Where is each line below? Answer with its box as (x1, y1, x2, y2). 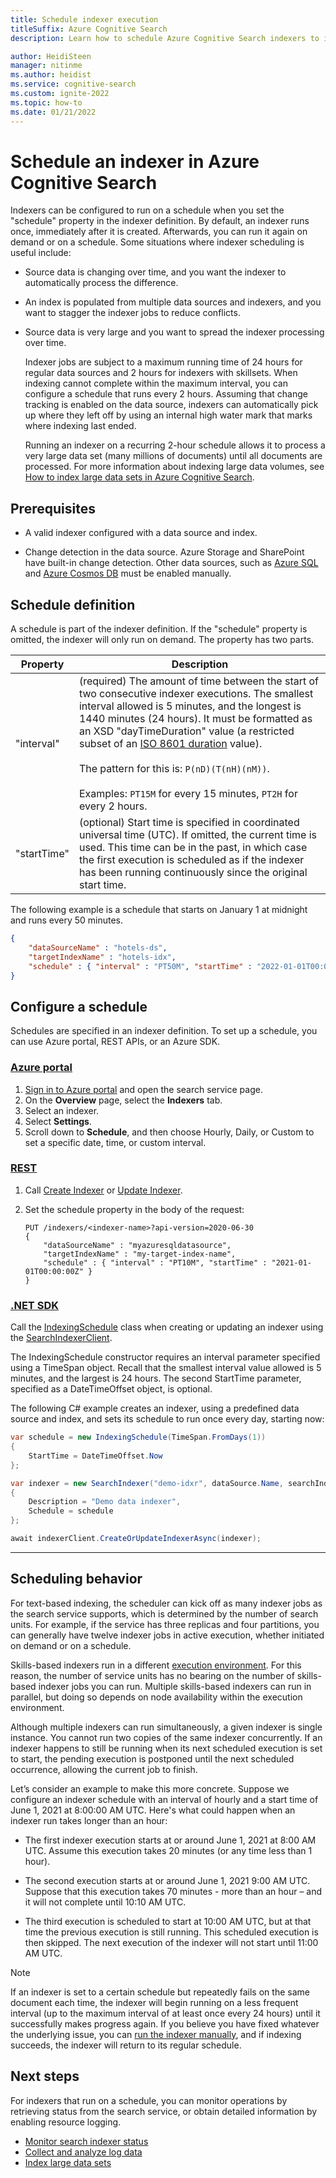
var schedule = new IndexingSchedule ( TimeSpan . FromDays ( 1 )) (10, 1432, 267, 1443)
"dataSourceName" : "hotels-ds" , (28, 942, 168, 953)
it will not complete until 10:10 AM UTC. (24, 1896, 187, 1908)
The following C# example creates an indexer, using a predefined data (10, 1402, 300, 1415)
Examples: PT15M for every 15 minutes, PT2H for (78, 787, 298, 801)
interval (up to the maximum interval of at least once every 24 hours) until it (10, 2007, 321, 2019)
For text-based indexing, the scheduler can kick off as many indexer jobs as (10, 1597, 323, 1609)
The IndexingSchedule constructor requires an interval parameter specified (10, 1351, 321, 1363)
